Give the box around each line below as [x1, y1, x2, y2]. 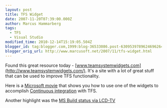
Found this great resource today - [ [5, 62, 77, 68]
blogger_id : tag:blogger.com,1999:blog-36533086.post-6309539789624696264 [5, 44, 164, 49]
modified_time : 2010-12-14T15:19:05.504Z [5, 40, 92, 45]
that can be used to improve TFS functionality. [5, 73, 100, 79]
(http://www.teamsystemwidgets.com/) [5, 67, 85, 73]
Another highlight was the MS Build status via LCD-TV [5, 97, 116, 103]
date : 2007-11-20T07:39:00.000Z [5, 16, 72, 21]
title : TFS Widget [5, 12, 43, 17]
